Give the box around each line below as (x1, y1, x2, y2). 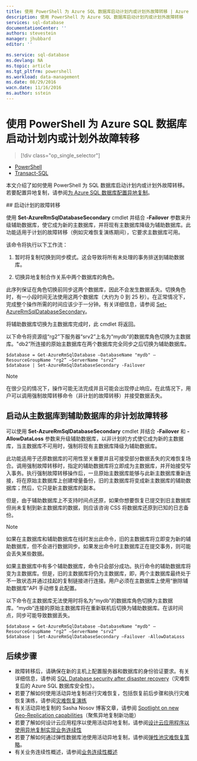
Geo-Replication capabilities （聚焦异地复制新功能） (14, 712, 140, 719)
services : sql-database (6, 19, 64, 25)
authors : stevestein (6, 31, 57, 36)
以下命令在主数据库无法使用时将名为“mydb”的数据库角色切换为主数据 (6, 597, 173, 604)
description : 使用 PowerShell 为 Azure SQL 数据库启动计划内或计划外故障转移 (6, 14, 184, 20)
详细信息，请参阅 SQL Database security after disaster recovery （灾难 (14, 675, 185, 682)
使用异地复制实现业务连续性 (14, 726, 82, 733)
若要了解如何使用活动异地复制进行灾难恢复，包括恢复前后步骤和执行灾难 (14, 690, 189, 697)
